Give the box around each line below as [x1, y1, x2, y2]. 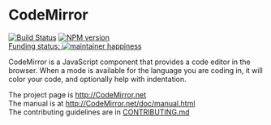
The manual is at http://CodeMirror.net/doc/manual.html [8, 98, 196, 108]
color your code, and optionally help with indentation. [8, 74, 187, 84]
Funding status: [8, 41, 61, 50]
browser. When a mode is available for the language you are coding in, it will [8, 65, 264, 75]
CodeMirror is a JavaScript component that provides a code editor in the [8, 57, 252, 67]
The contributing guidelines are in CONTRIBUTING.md [8, 107, 190, 117]
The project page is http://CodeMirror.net [8, 89, 147, 99]
